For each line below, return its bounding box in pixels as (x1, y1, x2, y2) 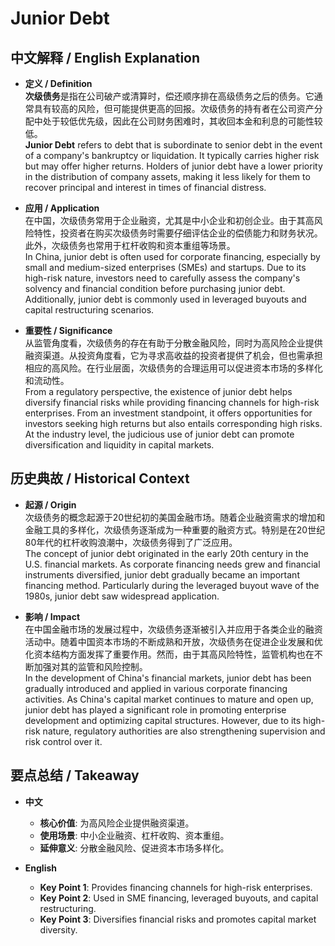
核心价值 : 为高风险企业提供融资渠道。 (39, 817, 195, 829)
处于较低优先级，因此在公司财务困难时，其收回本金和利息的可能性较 (42, 115, 323, 127)
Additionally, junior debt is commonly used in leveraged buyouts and (24, 293, 307, 305)
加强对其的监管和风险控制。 (33, 660, 148, 672)
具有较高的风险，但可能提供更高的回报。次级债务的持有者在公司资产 (33, 103, 315, 114)
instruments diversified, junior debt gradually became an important (24, 568, 300, 581)
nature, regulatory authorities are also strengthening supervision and (42, 725, 326, 737)
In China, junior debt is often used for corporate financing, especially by (24, 251, 321, 262)
